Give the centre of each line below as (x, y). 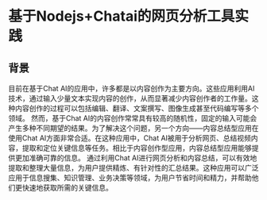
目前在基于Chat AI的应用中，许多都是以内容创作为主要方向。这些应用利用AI (132, 88)
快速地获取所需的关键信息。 (67, 188)
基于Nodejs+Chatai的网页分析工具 (122, 16)
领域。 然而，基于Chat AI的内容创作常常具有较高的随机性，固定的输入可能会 (133, 118)
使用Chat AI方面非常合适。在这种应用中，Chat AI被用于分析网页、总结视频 (130, 138)
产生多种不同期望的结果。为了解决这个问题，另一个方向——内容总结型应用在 (133, 128)
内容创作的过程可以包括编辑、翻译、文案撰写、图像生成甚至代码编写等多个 (137, 108)
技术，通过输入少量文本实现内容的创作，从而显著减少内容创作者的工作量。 (130, 98)
